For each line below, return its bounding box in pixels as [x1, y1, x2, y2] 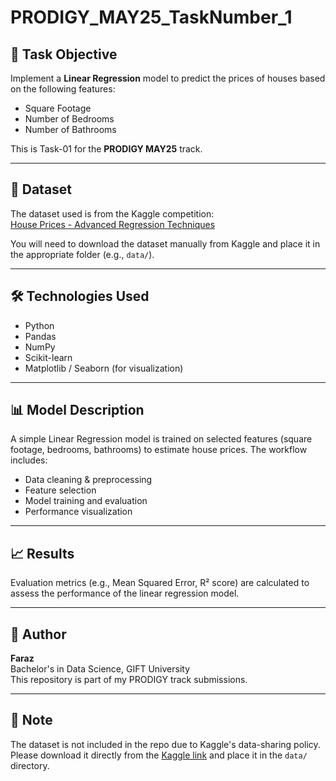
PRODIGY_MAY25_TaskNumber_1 [10, 6, 293, 29]
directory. [10, 759, 50, 771]
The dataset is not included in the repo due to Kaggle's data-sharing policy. [10, 738, 321, 750]
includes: [10, 454, 48, 466]
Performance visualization [24, 506, 133, 518]
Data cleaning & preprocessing [24, 474, 153, 486]
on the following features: [10, 83, 116, 95]
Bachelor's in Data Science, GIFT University [10, 663, 191, 675]
